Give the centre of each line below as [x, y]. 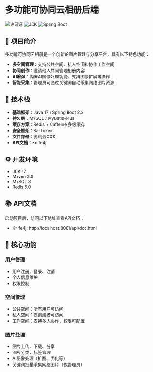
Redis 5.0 [21, 187]
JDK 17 [19, 172]
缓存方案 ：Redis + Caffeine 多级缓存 [48, 124]
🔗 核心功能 [21, 245]
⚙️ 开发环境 [21, 159]
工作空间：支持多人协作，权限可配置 [48, 321]
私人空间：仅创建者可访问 [38, 315]
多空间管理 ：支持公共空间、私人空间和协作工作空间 [63, 64]
